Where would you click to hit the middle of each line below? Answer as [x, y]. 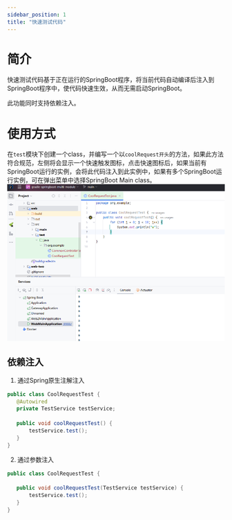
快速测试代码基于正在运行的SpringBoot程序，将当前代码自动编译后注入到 [111, 80]
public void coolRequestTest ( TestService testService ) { [100, 488]
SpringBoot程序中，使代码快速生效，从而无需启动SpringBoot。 [97, 88]
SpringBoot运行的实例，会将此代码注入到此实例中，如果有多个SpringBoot [112, 172]
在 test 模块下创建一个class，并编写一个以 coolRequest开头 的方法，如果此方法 [116, 154]
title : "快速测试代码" [37, 22]
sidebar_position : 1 [37, 15]
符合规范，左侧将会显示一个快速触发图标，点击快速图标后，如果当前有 [107, 163]
